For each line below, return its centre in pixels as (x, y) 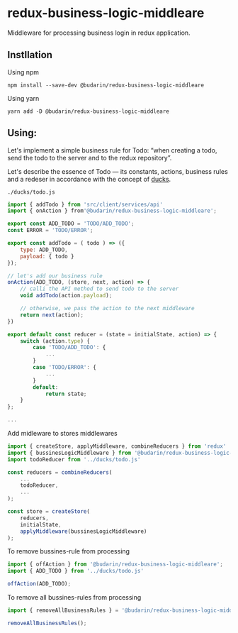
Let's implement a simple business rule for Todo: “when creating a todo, (112, 150)
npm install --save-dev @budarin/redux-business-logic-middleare (106, 85)
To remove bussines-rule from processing (68, 551)
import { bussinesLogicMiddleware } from (69, 453)
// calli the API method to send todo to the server (100, 289)
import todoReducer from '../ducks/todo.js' (74, 459)
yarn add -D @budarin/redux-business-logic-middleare (89, 111)
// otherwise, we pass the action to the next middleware (107, 309)
